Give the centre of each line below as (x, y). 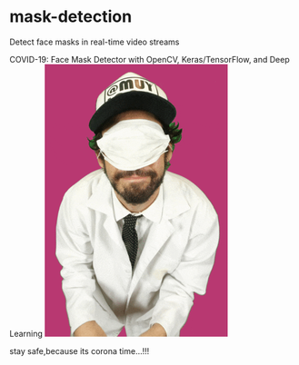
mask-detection (71, 17)
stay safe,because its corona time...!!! (80, 350)
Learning (26, 333)
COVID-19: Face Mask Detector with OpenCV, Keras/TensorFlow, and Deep (150, 59)
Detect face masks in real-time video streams (95, 42)
